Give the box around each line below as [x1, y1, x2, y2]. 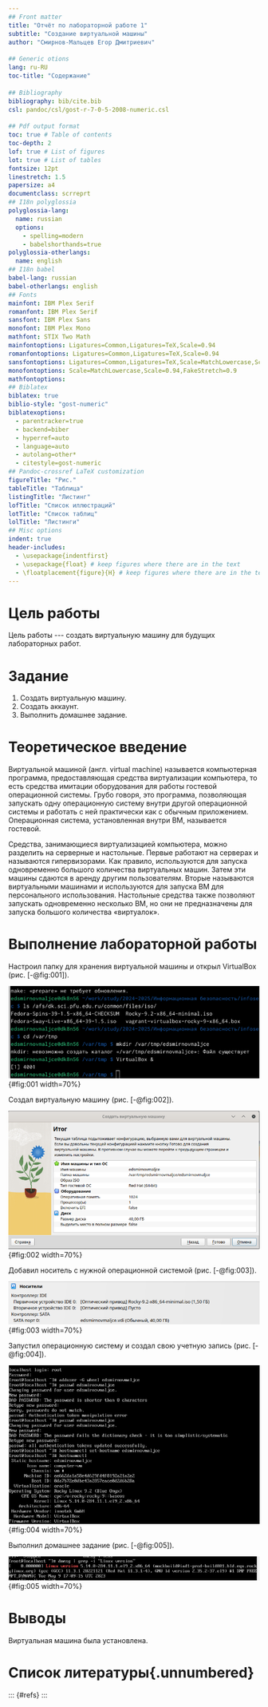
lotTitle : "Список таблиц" [8, 509, 98, 518]
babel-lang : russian [8, 274, 77, 282]
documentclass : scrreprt [8, 190, 91, 198]
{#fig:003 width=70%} [8, 1325, 83, 1335]
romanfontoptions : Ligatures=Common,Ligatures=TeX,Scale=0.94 [8, 350, 219, 358]
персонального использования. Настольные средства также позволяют [8, 890, 255, 900]
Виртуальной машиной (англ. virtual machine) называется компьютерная [8, 765, 258, 774]
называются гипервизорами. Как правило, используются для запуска [8, 857, 248, 866]
